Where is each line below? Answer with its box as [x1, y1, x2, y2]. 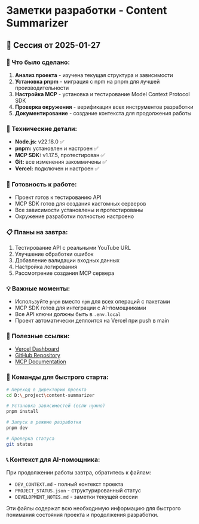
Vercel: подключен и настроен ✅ [14, 165, 100, 172]
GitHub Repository [14, 352, 61, 359]
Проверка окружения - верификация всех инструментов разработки [14, 103, 194, 111]
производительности [14, 84, 69, 91]
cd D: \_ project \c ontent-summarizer [6, 392, 95, 398]
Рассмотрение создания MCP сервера [14, 269, 115, 277]
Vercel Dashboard [14, 345, 60, 353]
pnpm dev [6, 425, 28, 431]
